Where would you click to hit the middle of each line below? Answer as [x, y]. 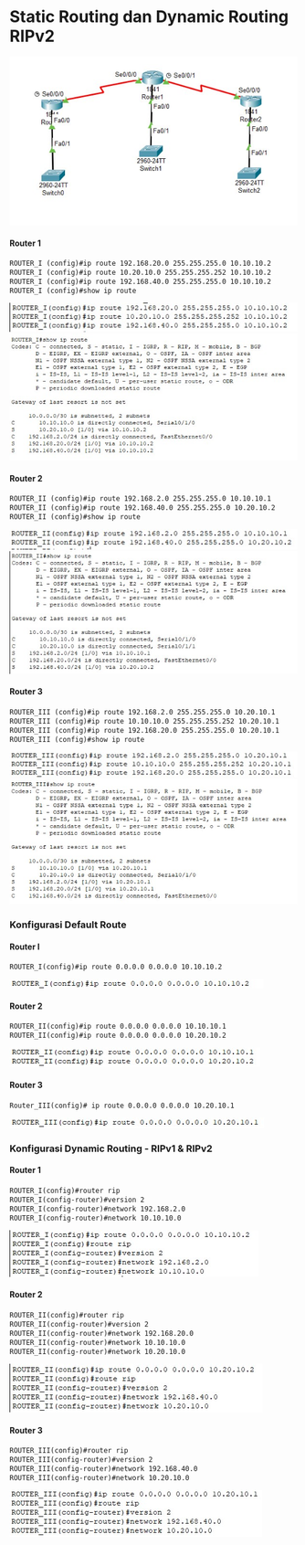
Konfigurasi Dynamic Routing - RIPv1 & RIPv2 [111, 1148]
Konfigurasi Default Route [68, 925]
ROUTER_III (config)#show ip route [77, 739]
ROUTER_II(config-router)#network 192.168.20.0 [102, 1333]
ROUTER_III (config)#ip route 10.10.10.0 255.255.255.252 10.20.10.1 [145, 721]
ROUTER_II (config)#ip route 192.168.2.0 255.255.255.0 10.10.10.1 [141, 499]
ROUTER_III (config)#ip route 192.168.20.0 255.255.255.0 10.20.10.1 [145, 730]
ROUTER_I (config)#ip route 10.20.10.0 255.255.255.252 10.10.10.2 [141, 273]
